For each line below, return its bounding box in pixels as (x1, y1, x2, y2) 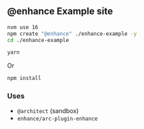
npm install (7, 75, 41, 82)
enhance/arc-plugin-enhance (17, 115, 98, 123)
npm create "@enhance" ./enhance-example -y (7, 30, 137, 37)
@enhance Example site (7, 6, 114, 17)
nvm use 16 (7, 23, 39, 30)
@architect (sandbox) (17, 107, 79, 115)
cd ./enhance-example (7, 37, 70, 43)
